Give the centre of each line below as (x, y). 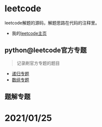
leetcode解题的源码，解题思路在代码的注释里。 (52, 23)
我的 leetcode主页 (29, 33)
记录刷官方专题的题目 (38, 63)
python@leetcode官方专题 (46, 50)
